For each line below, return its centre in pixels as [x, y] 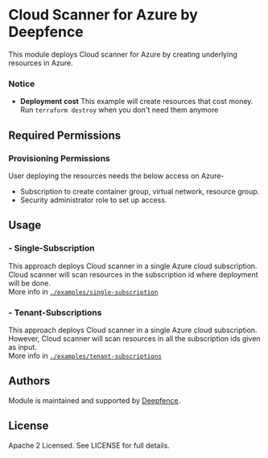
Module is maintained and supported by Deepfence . [95, 400]
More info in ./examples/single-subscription [83, 291]
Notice [22, 84]
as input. [23, 347]
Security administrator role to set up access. [93, 200]
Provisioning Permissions [59, 158]
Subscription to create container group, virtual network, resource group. [140, 191]
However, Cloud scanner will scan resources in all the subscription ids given [134, 338]
